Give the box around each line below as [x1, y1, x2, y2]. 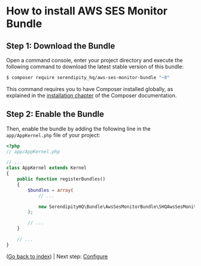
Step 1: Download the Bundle [6, 41, 115, 51]
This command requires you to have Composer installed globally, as [6, 85, 173, 92]
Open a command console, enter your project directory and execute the [6, 57, 183, 64]
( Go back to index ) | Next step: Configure [6, 253, 108, 260]
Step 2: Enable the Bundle [6, 109, 105, 119]
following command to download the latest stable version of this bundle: [6, 63, 184, 70]
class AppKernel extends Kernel [6, 165, 87, 171]
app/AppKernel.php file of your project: [6, 131, 100, 138]
